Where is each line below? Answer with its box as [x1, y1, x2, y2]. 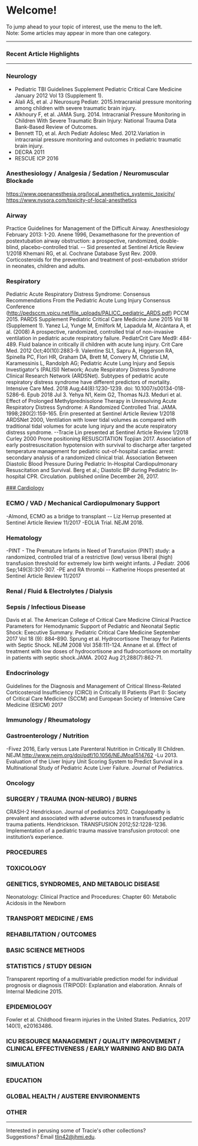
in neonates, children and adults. [6, 263, 85, 270]
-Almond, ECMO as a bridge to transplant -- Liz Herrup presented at [6, 512, 171, 519]
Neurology [6, 72, 37, 80]
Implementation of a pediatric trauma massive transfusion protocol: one [6, 827, 180, 834]
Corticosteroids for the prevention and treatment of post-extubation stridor [6, 256, 188, 263]
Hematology [6, 534, 42, 542]
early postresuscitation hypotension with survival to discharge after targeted [6, 441, 192, 448]
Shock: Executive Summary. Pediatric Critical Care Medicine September [6, 629, 181, 636]
